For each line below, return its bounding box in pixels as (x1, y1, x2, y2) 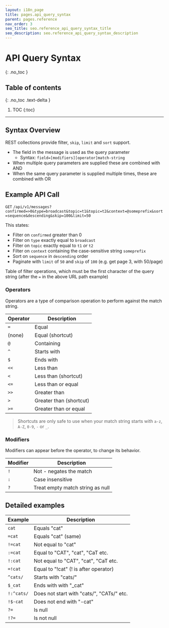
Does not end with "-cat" (33, 598, 94, 605)
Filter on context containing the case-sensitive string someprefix (12, 248, 146, 254)
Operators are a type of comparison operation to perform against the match (5, 298, 162, 304)
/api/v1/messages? (13, 205, 52, 210)
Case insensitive (33, 476, 72, 483)
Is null (33, 606, 48, 613)
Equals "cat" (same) (33, 532, 81, 540)
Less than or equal (34, 381, 78, 388)
